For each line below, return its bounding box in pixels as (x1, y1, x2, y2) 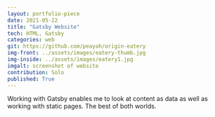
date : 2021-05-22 (7, 17, 58, 24)
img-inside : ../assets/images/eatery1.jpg (7, 56, 133, 63)
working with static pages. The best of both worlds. (7, 102, 157, 111)
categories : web (7, 36, 55, 43)
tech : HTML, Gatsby (7, 29, 65, 37)
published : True (7, 75, 55, 83)
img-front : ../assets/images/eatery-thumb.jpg (7, 50, 146, 57)
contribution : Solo (7, 69, 65, 76)
